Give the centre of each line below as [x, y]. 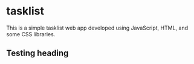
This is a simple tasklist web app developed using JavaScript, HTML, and [97, 28]
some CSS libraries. [31, 34]
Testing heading [37, 53]
